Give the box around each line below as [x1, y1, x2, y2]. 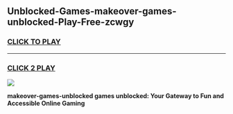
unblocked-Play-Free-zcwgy [7, 17, 135, 28]
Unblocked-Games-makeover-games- [7, 6, 177, 17]
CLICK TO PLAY [7, 37, 61, 47]
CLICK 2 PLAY [7, 63, 55, 73]
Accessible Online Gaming [7, 99, 85, 107]
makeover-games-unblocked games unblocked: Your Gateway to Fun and [7, 91, 224, 99]
